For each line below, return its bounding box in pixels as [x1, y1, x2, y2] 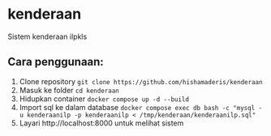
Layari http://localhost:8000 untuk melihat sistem [19, 118, 184, 128]
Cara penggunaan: [7, 55, 105, 69]
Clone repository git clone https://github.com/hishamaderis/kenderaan [19, 76, 263, 86]
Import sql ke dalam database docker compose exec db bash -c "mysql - [19, 102, 263, 112]
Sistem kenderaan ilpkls [7, 32, 88, 41]
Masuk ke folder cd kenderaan [19, 85, 119, 95]
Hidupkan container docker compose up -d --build [19, 94, 190, 104]
